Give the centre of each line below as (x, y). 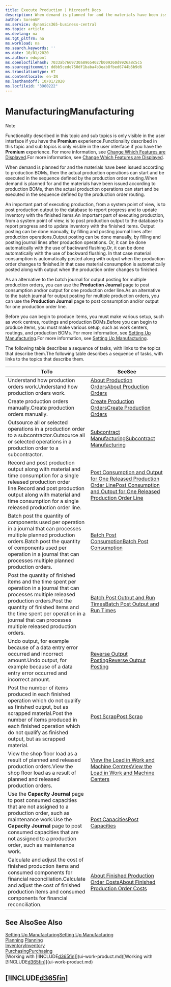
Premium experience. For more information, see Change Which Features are (85, 152)
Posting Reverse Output (118, 660)
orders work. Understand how (43, 387)
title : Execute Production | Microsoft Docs (53, 10)
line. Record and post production (46, 488)
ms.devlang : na (21, 34)
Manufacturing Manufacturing (70, 111)
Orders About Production (120, 387)
